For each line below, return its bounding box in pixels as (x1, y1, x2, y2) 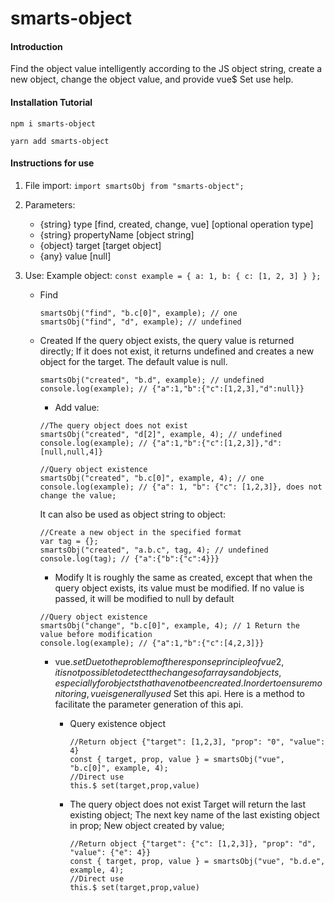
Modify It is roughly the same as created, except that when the (54, 571, 313, 583)
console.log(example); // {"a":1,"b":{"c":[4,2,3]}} (39, 638, 265, 648)
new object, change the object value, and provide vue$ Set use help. (10, 73, 294, 86)
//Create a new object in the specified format (39, 527, 242, 537)
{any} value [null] (39, 250, 112, 262)
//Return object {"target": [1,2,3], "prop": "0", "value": (69, 737, 326, 747)
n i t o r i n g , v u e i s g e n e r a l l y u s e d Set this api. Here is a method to (54, 687, 305, 699)
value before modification (39, 629, 153, 639)
